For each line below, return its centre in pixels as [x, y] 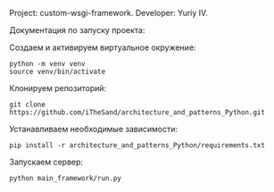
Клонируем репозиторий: [58, 88]
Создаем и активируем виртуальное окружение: [103, 47]
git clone [28, 104]
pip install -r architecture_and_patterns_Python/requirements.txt [137, 146]
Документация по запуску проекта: [77, 30]
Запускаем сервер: [46, 162]
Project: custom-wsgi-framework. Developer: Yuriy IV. [108, 13]
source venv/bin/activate [57, 71]
